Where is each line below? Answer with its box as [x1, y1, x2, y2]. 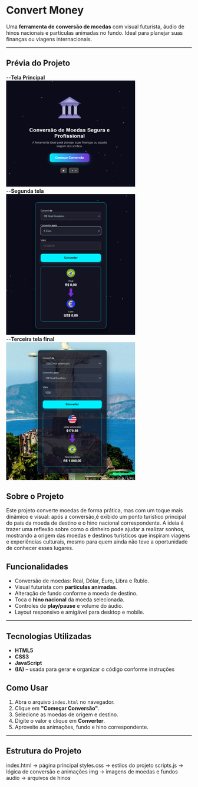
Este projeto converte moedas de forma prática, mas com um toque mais [6, 507, 183, 514]
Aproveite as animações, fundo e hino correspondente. [14, 723, 148, 730]
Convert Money [6, 4, 84, 17]
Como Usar [6, 683, 48, 693]
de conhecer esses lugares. [6, 545, 74, 552]
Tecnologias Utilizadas [6, 631, 92, 641]
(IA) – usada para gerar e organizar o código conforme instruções [14, 666, 175, 673]
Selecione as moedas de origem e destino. [14, 711, 119, 718]
